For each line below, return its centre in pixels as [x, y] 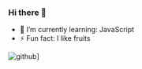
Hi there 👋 [28, 13]
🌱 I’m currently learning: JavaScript [77, 30]
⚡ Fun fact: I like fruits [55, 38]
